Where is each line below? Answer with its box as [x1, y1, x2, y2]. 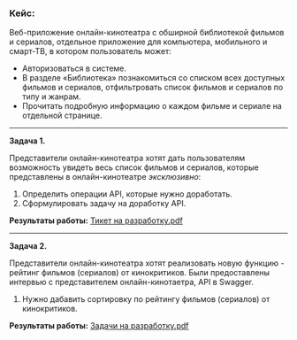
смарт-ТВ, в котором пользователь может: [9, 46, 172, 57]
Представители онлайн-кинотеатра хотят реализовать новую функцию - [9, 258, 285, 268]
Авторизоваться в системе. [21, 63, 126, 73]
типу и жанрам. [21, 91, 81, 102]
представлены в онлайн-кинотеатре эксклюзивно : [9, 172, 202, 182]
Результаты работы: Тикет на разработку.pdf [9, 215, 183, 226]
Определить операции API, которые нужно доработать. [21, 189, 232, 199]
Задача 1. [9, 135, 46, 146]
